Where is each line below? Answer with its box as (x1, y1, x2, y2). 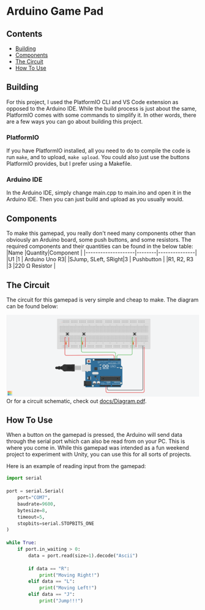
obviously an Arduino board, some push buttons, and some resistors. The (6, 236, 192, 244)
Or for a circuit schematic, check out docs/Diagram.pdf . (6, 397, 147, 404)
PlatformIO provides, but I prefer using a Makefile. (6, 160, 132, 168)
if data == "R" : (28, 565, 70, 571)
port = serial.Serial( (6, 488, 64, 494)
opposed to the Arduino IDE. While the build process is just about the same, (6, 105, 197, 112)
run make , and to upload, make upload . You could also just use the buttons (6, 154, 190, 161)
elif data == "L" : (28, 578, 75, 585)
